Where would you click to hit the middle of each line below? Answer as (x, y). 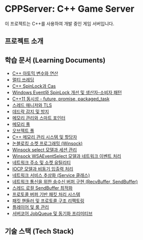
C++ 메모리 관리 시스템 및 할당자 (45, 137)
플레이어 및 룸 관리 (31, 207)
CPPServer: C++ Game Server (69, 9)
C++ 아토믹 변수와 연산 (35, 73)
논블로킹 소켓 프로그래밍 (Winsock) (47, 144)
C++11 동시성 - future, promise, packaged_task (61, 99)
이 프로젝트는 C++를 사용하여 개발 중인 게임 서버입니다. (60, 23)
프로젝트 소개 (24, 41)
